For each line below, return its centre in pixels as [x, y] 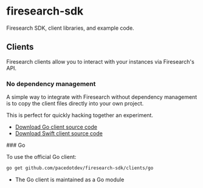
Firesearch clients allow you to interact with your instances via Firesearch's [100, 61]
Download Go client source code [56, 127]
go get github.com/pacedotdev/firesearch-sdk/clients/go [80, 168]
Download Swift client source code [59, 133]
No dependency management [51, 84]
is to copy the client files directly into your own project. [75, 104]
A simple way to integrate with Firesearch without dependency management [102, 97]
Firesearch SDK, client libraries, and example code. [71, 28]
